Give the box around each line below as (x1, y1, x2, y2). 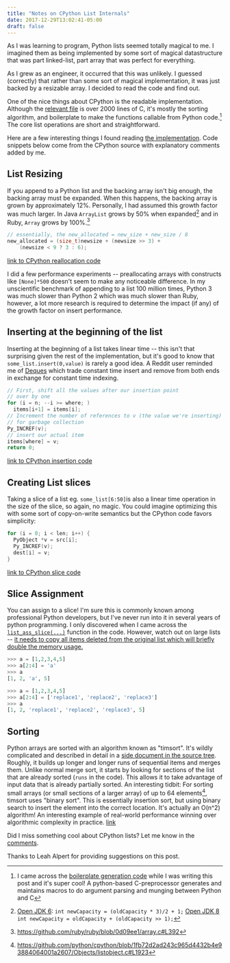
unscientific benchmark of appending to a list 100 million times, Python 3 (7, 284, 212, 293)
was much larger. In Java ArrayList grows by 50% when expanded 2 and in (7, 208, 218, 218)
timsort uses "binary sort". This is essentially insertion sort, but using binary (7, 796, 221, 804)
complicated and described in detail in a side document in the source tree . (7, 751, 217, 760)
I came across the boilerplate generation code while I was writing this (16, 872, 214, 880)
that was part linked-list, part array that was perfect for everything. (7, 56, 196, 65)
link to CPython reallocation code (7, 256, 101, 264)
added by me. (7, 148, 47, 157)
